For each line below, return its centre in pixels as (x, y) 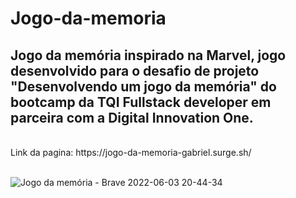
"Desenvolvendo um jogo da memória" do (143, 86)
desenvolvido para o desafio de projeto (135, 70)
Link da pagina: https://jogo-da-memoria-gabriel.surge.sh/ (131, 152)
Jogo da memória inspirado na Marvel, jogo (148, 55)
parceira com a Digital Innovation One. (132, 117)
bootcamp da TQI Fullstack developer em (141, 102)
